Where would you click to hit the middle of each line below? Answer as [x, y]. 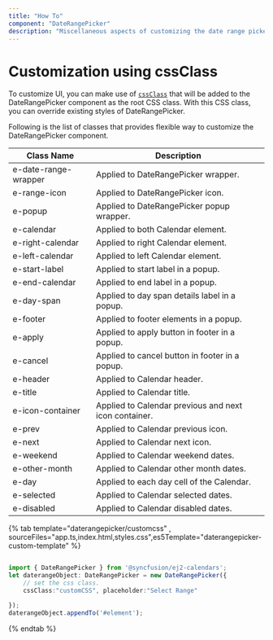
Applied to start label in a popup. [158, 270]
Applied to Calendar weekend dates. [165, 455]
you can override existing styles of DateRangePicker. [97, 112]
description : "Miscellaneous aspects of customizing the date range [127, 31]
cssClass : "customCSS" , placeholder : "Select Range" [110, 590]
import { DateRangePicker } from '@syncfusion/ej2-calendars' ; [118, 568]
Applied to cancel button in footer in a [168, 356]
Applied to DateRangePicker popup [163, 206]
